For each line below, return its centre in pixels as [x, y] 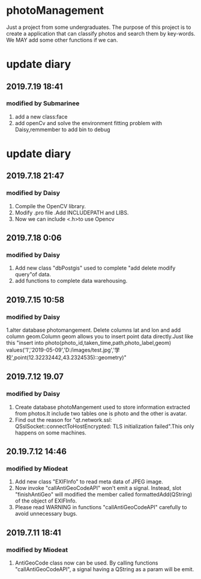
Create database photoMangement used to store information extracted [102, 407]
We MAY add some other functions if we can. [62, 40]
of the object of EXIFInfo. [46, 501]
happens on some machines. [51, 432]
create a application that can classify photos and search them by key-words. [101, 33]
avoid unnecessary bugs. [46, 514]
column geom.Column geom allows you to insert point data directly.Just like [100, 336]
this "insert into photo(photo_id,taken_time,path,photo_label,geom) [89, 343]
